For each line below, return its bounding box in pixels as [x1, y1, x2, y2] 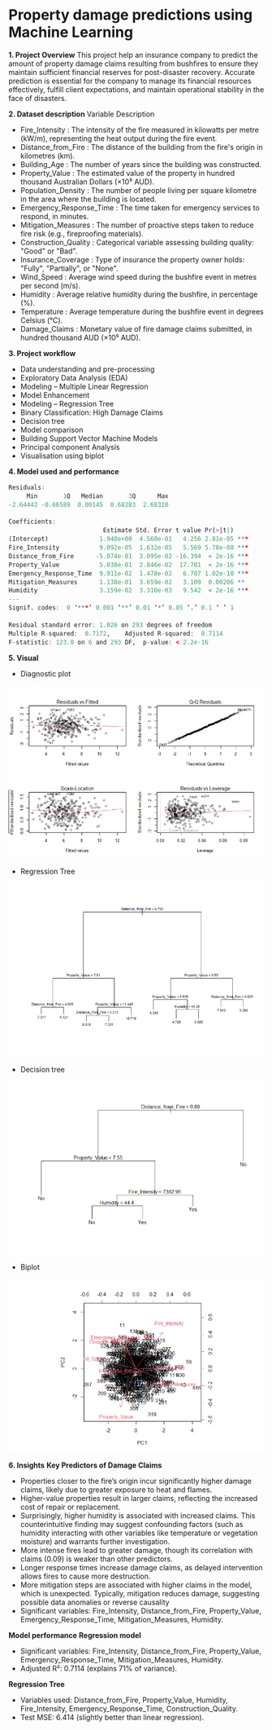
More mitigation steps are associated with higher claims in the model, [19, 1580, 253, 1590]
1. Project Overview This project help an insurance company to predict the [8, 50, 258, 59]
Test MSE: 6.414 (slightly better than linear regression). [19, 1713, 205, 1723]
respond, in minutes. [19, 211, 89, 221]
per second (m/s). [19, 280, 81, 290]
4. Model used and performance [8, 466, 119, 476]
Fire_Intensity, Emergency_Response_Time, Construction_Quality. [19, 1704, 238, 1714]
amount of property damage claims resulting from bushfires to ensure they [8, 59, 258, 68]
